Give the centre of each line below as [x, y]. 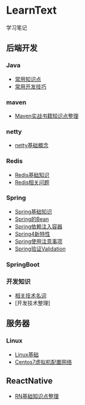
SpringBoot [23, 264]
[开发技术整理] [32, 303]
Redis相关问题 [32, 182]
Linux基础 [27, 355]
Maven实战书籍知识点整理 [47, 116]
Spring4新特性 [32, 234]
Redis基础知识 [32, 175]
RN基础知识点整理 [37, 396]
